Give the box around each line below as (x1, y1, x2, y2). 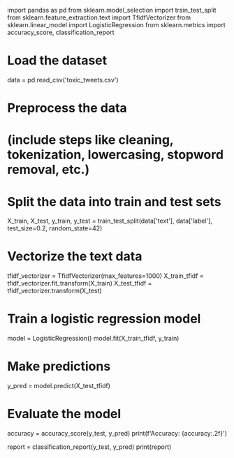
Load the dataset (7, 52, 108, 68)
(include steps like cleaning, (7, 132, 174, 148)
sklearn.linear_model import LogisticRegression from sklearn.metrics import (7, 21, 226, 29)
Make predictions (7, 359, 111, 374)
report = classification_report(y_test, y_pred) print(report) (7, 443, 172, 451)
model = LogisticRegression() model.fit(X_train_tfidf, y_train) (7, 334, 180, 343)
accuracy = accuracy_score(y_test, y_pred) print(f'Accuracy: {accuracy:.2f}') (7, 429, 228, 437)
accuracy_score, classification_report (7, 28, 115, 36)
